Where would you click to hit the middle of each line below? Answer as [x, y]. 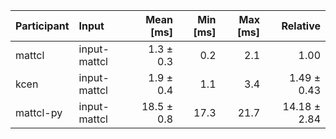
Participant [42, 26]
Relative [301, 26]
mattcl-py [39, 112]
